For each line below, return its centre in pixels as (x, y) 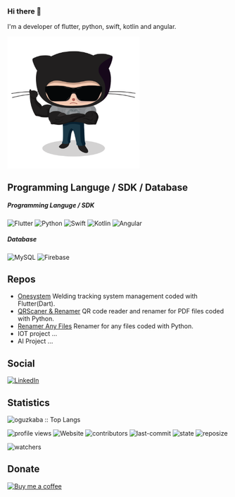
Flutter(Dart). (36, 304)
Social (21, 363)
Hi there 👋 (25, 11)
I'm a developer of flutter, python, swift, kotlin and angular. (92, 27)
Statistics (29, 403)
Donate (24, 469)
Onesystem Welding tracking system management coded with (108, 297)
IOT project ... (37, 334)
